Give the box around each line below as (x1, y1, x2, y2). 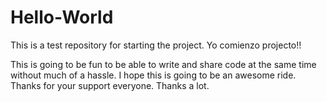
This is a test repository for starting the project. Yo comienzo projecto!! (10, 39, 302, 51)
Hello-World (10, 6, 114, 29)
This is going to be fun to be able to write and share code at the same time (10, 58, 317, 70)
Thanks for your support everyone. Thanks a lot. (10, 79, 210, 91)
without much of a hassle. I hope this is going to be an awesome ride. (10, 69, 297, 81)
